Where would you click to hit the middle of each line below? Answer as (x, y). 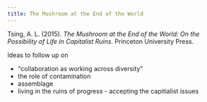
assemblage (35, 83)
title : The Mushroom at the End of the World (75, 14)
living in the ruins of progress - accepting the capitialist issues (108, 91)
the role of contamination (54, 76)
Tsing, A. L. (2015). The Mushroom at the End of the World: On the (103, 34)
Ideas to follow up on (38, 55)
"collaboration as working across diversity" (80, 68)
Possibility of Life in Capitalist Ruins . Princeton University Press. (101, 41)
